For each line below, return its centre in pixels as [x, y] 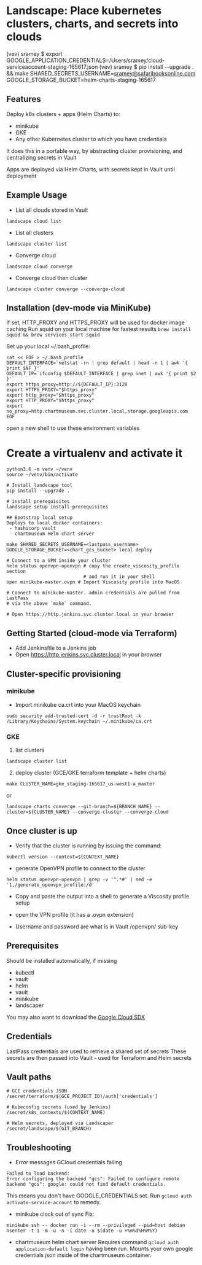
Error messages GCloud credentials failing [69, 1162]
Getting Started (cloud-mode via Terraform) [92, 633]
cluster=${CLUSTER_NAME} [38, 812]
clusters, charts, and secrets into [92, 24]
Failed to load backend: [38, 1174]
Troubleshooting [39, 1147]
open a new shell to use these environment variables [73, 428]
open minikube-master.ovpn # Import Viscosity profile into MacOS [93, 582]
